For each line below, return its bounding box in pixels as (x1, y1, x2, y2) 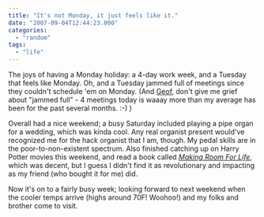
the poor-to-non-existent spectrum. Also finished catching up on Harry (8, 144, 239, 153)
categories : (8, 26, 47, 34)
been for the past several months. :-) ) (8, 103, 133, 113)
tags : (8, 41, 26, 49)
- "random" (15, 33, 51, 42)
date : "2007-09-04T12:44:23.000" (8, 19, 119, 27)
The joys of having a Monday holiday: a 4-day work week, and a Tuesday (8, 70, 247, 79)
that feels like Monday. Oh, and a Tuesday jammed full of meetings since (8, 78, 245, 88)
